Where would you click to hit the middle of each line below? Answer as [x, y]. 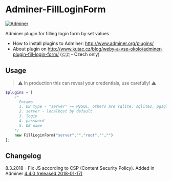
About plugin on [30, 49]
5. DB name [30, 126]
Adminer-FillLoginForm [56, 9]
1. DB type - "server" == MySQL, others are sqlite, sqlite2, [87, 107]
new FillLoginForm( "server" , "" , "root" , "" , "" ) [64, 135]
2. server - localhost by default [56, 111]
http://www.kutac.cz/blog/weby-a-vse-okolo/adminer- [105, 49]
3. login [28, 116]
